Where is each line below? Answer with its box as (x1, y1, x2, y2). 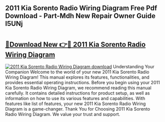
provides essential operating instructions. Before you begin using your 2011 (5, 80, 160, 85)
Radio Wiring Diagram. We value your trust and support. (5, 112, 120, 117)
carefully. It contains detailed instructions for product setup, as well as (5, 90, 150, 96)
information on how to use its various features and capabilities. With (5, 96, 145, 101)
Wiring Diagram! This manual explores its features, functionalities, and (5, 74, 150, 80)
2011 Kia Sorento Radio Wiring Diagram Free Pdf (5, 4, 157, 12)
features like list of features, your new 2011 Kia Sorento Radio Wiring (5, 101, 146, 107)
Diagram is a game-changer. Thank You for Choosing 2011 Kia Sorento (5, 106, 150, 112)
